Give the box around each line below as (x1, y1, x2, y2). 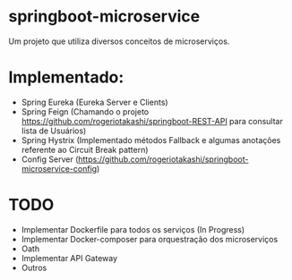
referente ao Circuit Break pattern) (21, 144, 149, 155)
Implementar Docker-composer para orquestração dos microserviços (21, 233, 279, 244)
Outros (21, 262, 47, 273)
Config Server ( (21, 154, 79, 165)
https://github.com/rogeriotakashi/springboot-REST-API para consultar (21, 115, 283, 126)
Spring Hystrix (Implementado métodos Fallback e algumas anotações (21, 134, 281, 145)
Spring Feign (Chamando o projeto (21, 106, 150, 117)
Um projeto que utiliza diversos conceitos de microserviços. (8, 36, 230, 47)
